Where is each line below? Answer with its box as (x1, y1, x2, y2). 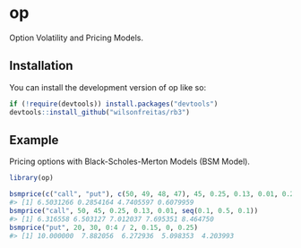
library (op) (9, 174, 54, 183)
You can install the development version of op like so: (9, 81, 207, 92)
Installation (9, 58, 73, 73)
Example (9, 133, 59, 148)
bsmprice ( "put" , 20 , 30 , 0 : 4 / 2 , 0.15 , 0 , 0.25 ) (9, 223, 199, 232)
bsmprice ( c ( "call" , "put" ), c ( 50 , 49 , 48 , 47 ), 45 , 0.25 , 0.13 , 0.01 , (9, 190, 279, 199)
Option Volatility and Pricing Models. (9, 32, 144, 43)
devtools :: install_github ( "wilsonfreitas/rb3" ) (9, 107, 191, 116)
